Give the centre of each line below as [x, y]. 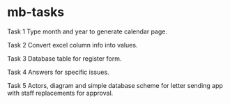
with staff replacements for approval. [60, 93]
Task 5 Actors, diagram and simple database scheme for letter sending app [115, 85]
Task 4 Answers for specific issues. [58, 72]
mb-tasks [36, 12]
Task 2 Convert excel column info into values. [72, 45]
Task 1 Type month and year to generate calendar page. [87, 31]
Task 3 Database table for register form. [64, 58]
